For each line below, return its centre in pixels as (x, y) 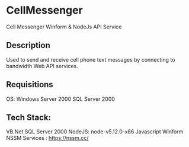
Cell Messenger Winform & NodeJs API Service (64, 27)
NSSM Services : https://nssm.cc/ (47, 138)
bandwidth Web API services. (42, 66)
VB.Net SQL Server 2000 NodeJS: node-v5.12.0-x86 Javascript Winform (95, 132)
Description (28, 45)
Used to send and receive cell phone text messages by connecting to (91, 59)
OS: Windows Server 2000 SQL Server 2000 (61, 99)
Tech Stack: (29, 117)
